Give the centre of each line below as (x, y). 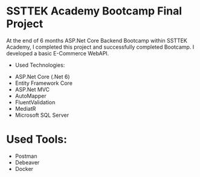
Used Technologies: (40, 65)
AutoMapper (31, 96)
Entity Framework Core (44, 83)
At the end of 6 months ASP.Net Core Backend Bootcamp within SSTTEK (97, 40)
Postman (26, 156)
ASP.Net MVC (32, 89)
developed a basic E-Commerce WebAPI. (58, 53)
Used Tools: (37, 139)
